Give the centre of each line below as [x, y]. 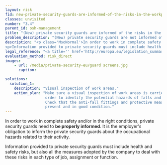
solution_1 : [22, 84]
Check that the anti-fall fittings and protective [99, 102]
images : [13, 61]
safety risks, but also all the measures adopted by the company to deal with [83, 152]
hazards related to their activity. [38, 137]
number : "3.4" [20, 24]
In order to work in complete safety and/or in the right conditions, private [80, 121]
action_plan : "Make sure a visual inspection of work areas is [81, 93]
